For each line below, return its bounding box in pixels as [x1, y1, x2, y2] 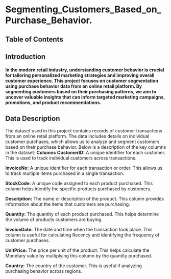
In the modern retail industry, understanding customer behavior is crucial [5, 67, 164, 73]
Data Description [5, 114, 60, 123]
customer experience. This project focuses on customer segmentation [5, 77, 158, 84]
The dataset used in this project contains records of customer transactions [5, 128, 162, 134]
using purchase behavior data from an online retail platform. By [5, 83, 142, 89]
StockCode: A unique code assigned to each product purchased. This [5, 181, 153, 187]
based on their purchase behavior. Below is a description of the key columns [5, 144, 166, 150]
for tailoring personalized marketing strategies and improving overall [5, 72, 155, 78]
